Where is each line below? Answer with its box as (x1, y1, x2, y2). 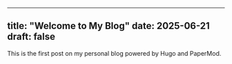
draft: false (7, 31, 55, 43)
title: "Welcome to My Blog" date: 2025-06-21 (7, 20, 211, 32)
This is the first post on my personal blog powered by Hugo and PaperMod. (7, 49, 222, 57)
